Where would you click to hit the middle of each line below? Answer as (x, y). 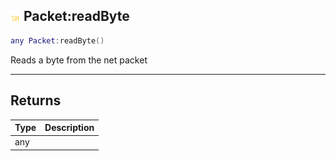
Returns (36, 100)
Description (69, 127)
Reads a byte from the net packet (79, 60)
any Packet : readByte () (57, 40)
